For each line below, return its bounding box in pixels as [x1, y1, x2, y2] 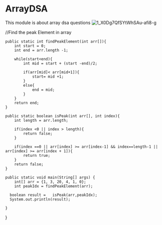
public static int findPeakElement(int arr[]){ [5, 39, 107, 44]
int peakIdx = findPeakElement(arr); [14, 183, 93, 188]
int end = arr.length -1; [14, 48, 69, 53]
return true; [23, 153, 51, 158]
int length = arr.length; [14, 118, 69, 123]
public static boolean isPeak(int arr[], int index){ [5, 113, 120, 118]
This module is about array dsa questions [5, 20, 91, 26]
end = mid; [32, 87, 55, 92]
